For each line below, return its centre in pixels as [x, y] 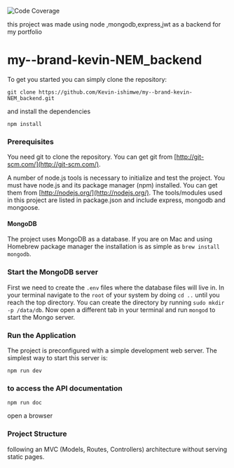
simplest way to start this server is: [58, 358]
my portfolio [25, 32]
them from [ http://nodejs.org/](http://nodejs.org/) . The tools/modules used [115, 193]
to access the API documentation [65, 388]
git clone [22, 92]
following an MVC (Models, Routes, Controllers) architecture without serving [117, 449]
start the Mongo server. [41, 317]
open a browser [30, 416]
